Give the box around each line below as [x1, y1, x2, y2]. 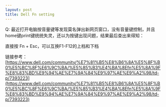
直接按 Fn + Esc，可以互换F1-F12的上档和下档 [5, 43, 99, 49]
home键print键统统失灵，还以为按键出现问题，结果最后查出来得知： [5, 32, 145, 38]
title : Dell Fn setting [5, 12, 55, 17]
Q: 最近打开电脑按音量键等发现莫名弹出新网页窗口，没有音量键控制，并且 [5, 26, 156, 32]
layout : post [5, 7, 32, 12]
